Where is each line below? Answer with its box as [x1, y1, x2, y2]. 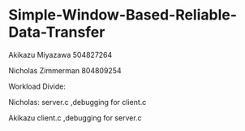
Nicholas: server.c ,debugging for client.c [8, 97, 147, 107]
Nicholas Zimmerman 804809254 [8, 65, 122, 75]
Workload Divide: [8, 81, 67, 91]
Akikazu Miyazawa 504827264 [8, 50, 113, 59]
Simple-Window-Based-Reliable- [8, 6, 238, 24]
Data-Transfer [8, 23, 105, 41]
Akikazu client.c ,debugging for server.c [8, 112, 142, 123]
